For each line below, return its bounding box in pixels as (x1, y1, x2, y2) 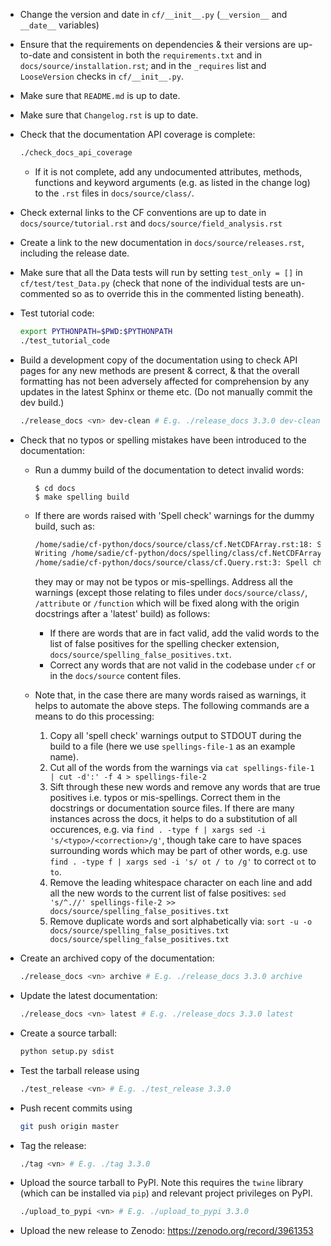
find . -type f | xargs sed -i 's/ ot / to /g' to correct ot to (49, 855, 317, 868)
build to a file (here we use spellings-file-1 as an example (49, 740, 296, 753)
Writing (34, 549, 67, 559)
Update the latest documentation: (19, 990, 158, 1001)
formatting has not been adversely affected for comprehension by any (19, 375, 310, 387)
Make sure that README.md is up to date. (19, 90, 181, 101)
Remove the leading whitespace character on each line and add (49, 877, 313, 889)
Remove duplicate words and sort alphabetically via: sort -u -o (49, 915, 313, 928)
